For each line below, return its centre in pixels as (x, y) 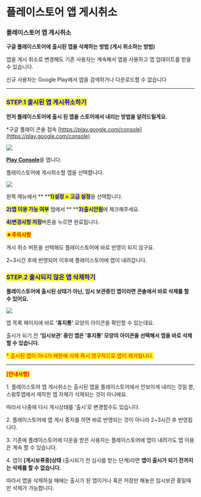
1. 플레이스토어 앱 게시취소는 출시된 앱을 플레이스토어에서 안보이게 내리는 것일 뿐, (100, 387)
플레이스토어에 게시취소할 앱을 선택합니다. (55, 172)
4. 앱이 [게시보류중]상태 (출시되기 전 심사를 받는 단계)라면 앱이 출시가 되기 (92, 460)
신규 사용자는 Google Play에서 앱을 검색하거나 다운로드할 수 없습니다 (86, 80)
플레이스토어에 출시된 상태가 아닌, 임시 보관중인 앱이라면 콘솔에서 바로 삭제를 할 (98, 291)
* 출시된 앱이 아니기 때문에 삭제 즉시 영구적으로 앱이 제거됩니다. (80, 356)
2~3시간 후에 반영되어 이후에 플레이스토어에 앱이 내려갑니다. (77, 260)
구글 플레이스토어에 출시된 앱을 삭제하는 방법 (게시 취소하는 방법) (81, 47)
